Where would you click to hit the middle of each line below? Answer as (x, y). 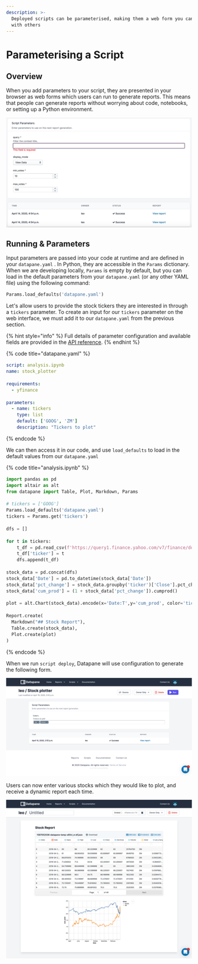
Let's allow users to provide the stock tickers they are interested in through (97, 306)
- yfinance (25, 390)
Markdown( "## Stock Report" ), (48, 622)
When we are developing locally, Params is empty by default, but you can (94, 270)
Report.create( (25, 616)
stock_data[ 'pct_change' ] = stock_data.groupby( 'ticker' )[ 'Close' (89, 585)
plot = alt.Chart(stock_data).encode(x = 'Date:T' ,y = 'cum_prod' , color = (95, 604)
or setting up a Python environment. (50, 110)
